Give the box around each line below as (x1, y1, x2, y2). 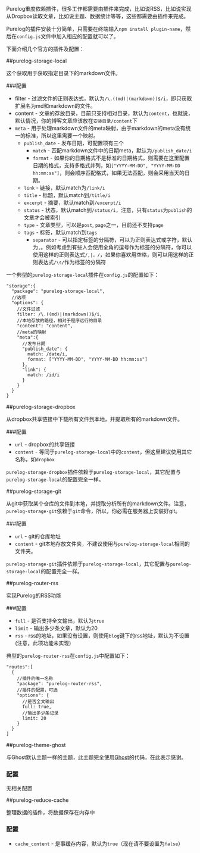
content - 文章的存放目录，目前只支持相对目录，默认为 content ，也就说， (14, 110, 193, 117)
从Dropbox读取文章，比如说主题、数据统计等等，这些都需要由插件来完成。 (6, 13, 189, 20)
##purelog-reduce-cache (6, 796, 69, 804)
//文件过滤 (17, 306, 40, 312)
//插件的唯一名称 (17, 676, 54, 682)
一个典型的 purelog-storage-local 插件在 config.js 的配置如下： (6, 271, 160, 278)
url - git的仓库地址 (14, 533, 61, 540)
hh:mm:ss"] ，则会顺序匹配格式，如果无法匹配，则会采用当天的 (32, 169, 185, 176)
